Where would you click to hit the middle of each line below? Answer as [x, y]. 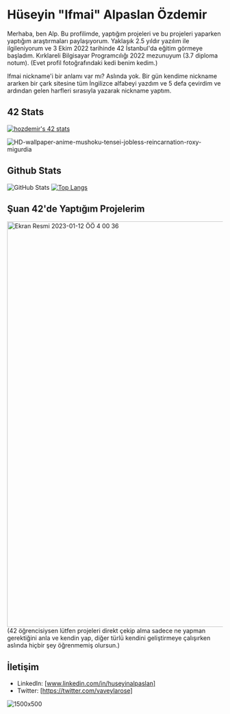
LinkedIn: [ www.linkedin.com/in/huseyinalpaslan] [86, 684]
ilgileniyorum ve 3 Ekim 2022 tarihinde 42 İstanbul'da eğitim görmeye [105, 48]
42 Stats [26, 112]
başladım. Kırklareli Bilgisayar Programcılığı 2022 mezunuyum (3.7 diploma [113, 56]
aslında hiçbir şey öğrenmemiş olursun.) [63, 645]
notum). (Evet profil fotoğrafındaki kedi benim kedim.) [82, 62]
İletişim [23, 667]
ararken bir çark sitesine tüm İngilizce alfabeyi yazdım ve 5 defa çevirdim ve [114, 83]
